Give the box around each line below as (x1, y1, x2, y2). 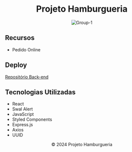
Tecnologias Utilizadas (5, 88, 76, 96)
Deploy (5, 61, 27, 69)
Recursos (5, 34, 35, 42)
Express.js (12, 122, 33, 128)
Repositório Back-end (5, 74, 49, 80)
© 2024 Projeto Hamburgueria (51, 142, 113, 148)
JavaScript (12, 111, 34, 117)
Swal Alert (12, 106, 33, 112)
